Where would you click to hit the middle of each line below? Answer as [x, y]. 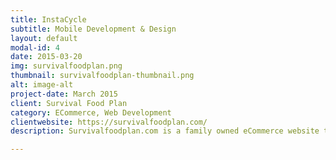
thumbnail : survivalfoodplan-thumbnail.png [102, 76]
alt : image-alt [42, 85]
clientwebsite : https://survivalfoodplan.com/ [109, 122]
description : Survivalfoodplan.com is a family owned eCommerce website [165, 131]
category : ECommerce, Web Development [91, 112]
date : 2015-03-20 [46, 57]
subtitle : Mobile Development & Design [93, 29]
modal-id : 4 [35, 47]
